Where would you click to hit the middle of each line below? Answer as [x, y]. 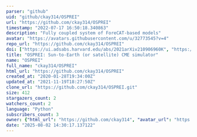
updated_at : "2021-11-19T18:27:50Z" [51, 82]
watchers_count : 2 [28, 103]
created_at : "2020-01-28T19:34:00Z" [51, 76]
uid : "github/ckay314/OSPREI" [43, 17]
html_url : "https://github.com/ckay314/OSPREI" [65, 71]
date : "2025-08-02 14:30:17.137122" [51, 125]
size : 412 [18, 93]
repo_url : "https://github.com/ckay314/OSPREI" [65, 44]
